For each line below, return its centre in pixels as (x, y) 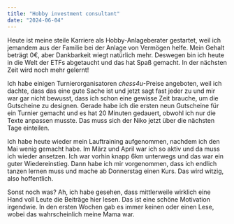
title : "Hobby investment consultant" (64, 14)
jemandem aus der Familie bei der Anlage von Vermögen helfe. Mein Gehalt (116, 47)
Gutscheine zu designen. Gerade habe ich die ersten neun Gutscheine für (113, 105)
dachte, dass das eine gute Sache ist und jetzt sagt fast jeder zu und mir (111, 91)
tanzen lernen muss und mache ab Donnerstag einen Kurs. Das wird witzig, (116, 171)
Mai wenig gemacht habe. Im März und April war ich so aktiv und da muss (114, 149)
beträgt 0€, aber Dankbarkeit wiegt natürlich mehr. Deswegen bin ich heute (116, 55)
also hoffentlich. (30, 178)
